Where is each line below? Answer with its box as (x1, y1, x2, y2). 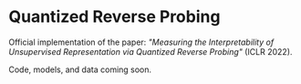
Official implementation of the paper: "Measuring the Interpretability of (8, 37, 275, 47)
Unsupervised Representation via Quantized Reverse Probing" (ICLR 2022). (8, 46, 293, 57)
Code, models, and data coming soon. (8, 64, 152, 75)
